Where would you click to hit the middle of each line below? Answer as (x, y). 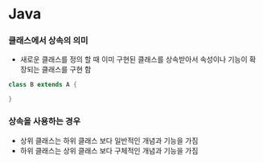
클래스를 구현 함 (66, 70)
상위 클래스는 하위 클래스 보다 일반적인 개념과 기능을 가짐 (109, 141)
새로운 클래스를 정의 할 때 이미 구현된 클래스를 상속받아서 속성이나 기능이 (134, 59)
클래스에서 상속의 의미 (48, 41)
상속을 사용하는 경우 (45, 121)
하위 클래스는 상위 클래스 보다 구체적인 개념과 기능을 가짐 (109, 150)
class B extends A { (43, 85)
